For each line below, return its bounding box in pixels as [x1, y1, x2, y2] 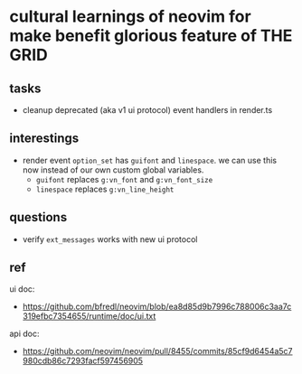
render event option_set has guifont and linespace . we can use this [22, 154, 278, 165]
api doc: [9, 328, 40, 340]
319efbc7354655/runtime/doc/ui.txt [22, 311, 156, 322]
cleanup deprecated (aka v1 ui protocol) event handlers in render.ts [22, 105, 273, 115]
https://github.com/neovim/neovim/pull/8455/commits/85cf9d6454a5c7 [22, 346, 293, 357]
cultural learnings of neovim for [9, 6, 251, 27]
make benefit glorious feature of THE [9, 25, 293, 46]
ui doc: [9, 284, 35, 295]
